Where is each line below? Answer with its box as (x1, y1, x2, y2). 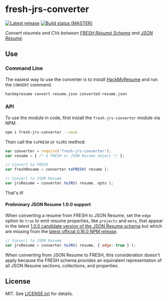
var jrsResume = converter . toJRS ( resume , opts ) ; (5, 181, 114, 186)
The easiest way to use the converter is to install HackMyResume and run (5, 76, 158, 82)
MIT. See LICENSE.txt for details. (5, 290, 73, 296)
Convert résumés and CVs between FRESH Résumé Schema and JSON (5, 30, 153, 36)
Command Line (5, 65, 43, 72)
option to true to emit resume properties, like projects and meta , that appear (5, 218, 163, 224)
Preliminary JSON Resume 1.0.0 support (5, 201, 92, 207)
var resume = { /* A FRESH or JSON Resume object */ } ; (5, 153, 125, 158)
